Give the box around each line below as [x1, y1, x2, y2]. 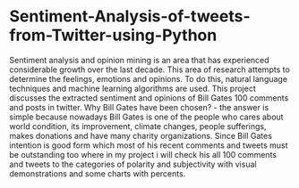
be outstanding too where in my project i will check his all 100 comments [9, 149, 278, 159]
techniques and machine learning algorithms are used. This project [9, 83, 257, 94]
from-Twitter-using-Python [9, 25, 218, 45]
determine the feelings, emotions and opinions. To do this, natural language [9, 73, 288, 84]
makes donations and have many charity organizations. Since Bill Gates [9, 130, 273, 141]
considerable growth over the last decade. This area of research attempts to [9, 64, 291, 75]
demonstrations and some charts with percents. [9, 168, 186, 179]
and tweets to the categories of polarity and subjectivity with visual [9, 159, 257, 169]
